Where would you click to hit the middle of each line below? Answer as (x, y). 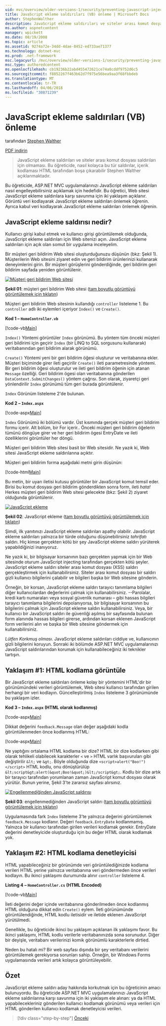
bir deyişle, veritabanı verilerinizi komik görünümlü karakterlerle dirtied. (77, 940)
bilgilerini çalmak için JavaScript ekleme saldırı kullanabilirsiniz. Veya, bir (79, 608)
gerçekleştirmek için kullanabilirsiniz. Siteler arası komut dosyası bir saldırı (81, 573)
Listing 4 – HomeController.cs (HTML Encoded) (54, 885)
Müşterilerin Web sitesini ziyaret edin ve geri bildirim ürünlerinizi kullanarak (81, 259)
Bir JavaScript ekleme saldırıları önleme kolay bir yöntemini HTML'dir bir (78, 682)
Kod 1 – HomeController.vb (32, 319)
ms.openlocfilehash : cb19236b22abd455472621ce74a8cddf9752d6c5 (72, 70)
